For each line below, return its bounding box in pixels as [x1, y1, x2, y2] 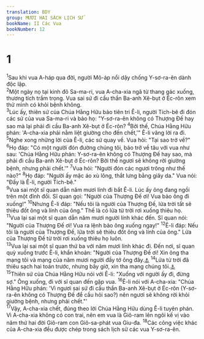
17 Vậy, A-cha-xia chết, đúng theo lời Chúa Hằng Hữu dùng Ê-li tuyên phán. [6, 304, 194, 313]
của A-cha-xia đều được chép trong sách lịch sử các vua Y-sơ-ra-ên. [6, 326, 181, 333]
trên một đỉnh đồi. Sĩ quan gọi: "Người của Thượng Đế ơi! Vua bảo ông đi [6, 192, 190, 200]
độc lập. [6, 80, 27, 88]
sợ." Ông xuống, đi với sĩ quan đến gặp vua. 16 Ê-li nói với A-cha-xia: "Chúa [6, 277, 194, 285]
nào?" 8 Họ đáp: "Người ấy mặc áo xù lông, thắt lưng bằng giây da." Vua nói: [6, 171, 197, 180]
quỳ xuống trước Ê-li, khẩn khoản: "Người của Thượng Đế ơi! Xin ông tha [6, 249, 189, 256]
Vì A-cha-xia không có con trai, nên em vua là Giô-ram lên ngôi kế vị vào [6, 311, 190, 319]
